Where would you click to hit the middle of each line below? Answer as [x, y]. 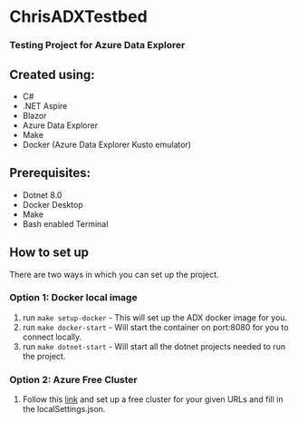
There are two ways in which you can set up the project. [114, 274]
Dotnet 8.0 [42, 195]
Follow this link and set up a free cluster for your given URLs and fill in [153, 399]
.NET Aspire [45, 105]
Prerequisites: [50, 173]
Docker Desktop [53, 204]
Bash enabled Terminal [65, 223]
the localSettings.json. [64, 409]
